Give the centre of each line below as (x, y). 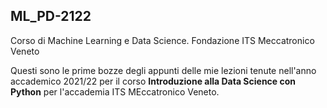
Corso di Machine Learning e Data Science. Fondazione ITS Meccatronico (162, 40)
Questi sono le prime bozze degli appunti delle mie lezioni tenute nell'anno (163, 70)
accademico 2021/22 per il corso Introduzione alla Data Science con (153, 81)
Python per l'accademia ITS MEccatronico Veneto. (115, 91)
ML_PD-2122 (51, 16)
